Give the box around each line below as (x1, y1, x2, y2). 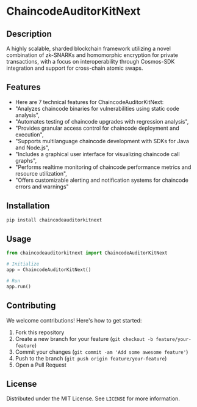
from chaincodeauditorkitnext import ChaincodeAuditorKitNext (6, 250, 168, 256)
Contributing (6, 301, 56, 311)
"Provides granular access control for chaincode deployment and (15, 124, 180, 132)
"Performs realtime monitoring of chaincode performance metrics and (15, 163, 192, 171)
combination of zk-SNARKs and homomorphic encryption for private (6, 51, 179, 59)
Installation (6, 201, 50, 211)
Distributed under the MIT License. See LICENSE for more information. (6, 395, 180, 402)
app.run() (6, 283, 32, 289)
